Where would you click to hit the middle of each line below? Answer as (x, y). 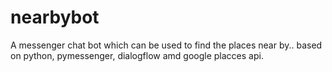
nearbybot (55, 17)
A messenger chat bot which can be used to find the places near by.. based (166, 45)
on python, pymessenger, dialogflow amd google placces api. (137, 55)
